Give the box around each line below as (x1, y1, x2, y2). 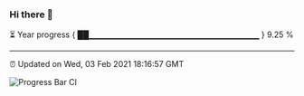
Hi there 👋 (9, 8, 54, 21)
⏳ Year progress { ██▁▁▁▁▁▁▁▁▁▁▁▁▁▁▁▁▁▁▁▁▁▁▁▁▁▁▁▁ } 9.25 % (9, 29, 294, 40)
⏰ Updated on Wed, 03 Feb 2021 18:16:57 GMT (9, 59, 185, 70)
